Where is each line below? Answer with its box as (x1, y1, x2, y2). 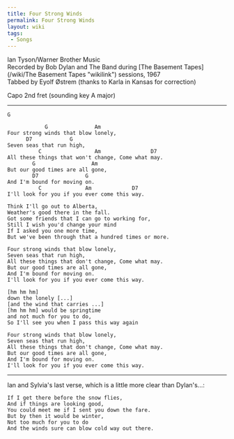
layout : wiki (7, 23, 45, 30)
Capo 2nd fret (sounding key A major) (7, 92, 116, 100)
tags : (7, 29, 23, 37)
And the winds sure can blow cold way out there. (7, 425, 155, 432)
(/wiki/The (7, 71, 37, 79)
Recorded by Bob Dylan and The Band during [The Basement (7, 63, 182, 71)
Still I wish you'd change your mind (7, 222, 117, 229)
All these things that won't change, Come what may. (7, 154, 164, 161)
